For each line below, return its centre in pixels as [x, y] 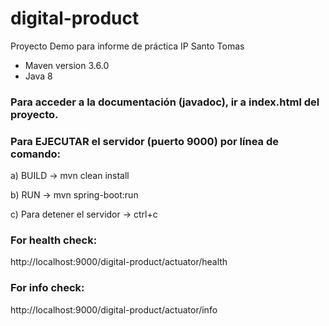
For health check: [54, 240]
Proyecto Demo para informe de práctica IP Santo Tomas [127, 46]
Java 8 [38, 76]
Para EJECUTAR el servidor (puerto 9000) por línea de [144, 141]
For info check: [47, 288]
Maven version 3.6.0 [67, 65]
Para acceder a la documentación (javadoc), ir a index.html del [165, 102]
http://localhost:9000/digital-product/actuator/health [119, 262]
